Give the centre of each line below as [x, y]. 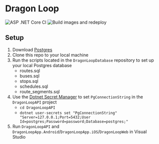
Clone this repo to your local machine [50, 55]
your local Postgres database [42, 65]
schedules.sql [34, 86]
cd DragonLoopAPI [38, 108]
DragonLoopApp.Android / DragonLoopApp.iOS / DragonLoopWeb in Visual [79, 132]
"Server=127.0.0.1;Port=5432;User [55, 117]
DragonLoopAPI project [34, 102]
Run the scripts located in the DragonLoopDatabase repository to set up [83, 60]
